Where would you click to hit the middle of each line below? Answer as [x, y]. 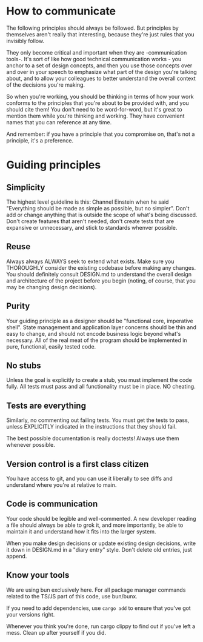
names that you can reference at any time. [59, 122]
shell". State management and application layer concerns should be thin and [101, 327]
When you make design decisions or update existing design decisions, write [101, 543]
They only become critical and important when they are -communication [97, 52]
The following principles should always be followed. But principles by [92, 28]
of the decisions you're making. [46, 85]
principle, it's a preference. [40, 140]
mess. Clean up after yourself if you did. [56, 632]
